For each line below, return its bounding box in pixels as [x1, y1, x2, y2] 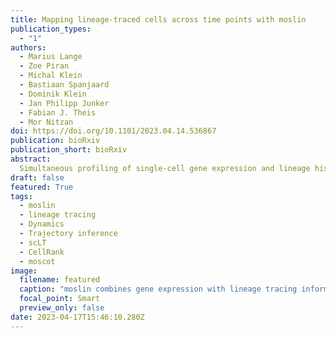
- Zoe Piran [19, 61, 70, 71]
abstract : [10, 154, 52, 164]
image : [10, 266, 38, 276]
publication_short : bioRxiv [10, 145, 128, 155]
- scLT [19, 237, 47, 248]
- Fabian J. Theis [19, 107, 97, 118]
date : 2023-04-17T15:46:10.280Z [10, 312, 145, 322]
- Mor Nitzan [19, 117, 74, 127]
